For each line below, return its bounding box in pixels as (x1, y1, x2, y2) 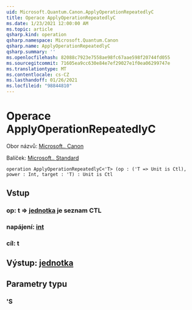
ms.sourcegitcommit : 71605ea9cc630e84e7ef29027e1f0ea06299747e (6, 60, 171, 66)
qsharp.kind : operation (6, 32, 67, 38)
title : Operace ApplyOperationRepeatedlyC (6, 15, 116, 21)
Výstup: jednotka (6, 258, 74, 268)
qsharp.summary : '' (6, 49, 56, 55)
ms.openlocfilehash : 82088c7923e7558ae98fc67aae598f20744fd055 (6, 54, 171, 61)
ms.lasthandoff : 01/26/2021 (6, 77, 78, 83)
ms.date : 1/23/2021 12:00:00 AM (6, 20, 88, 26)
